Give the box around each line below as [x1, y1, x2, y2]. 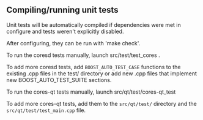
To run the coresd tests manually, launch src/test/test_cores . [6, 51, 160, 59]
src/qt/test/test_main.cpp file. [6, 107, 86, 114]
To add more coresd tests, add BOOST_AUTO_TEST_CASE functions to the [6, 63, 181, 70]
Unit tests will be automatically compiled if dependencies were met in [6, 21, 182, 28]
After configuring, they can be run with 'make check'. [6, 39, 141, 47]
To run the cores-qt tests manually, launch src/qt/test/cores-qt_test [6, 88, 176, 96]
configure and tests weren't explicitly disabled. [6, 28, 124, 35]
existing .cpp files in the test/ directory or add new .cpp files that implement [6, 70, 197, 77]
